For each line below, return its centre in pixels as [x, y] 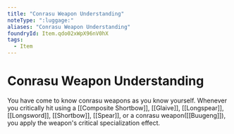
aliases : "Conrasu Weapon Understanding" [69, 27]
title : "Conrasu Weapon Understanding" [66, 14]
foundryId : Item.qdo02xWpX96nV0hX [58, 33]
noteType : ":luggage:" [41, 20]
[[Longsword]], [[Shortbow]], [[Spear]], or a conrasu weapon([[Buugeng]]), [117, 115]
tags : [15, 40]
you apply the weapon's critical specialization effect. [84, 123]
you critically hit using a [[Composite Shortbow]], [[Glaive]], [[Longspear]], [116, 108]
